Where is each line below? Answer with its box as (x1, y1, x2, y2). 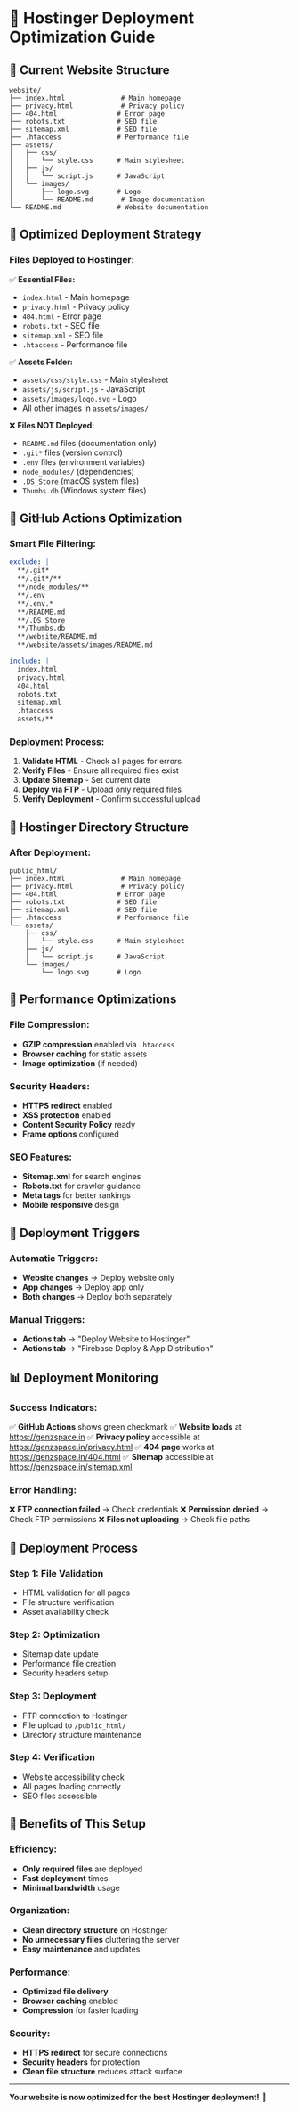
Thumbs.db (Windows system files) (21, 485, 147, 495)
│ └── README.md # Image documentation (9, 195, 205, 204)
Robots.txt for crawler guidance (21, 1180, 141, 1192)
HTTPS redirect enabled (21, 1100, 113, 1111)
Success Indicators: (9, 1401, 98, 1414)
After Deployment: (9, 846, 92, 859)
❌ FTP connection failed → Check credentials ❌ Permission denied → (9, 1504, 269, 1515)
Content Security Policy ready (21, 1119, 136, 1129)
